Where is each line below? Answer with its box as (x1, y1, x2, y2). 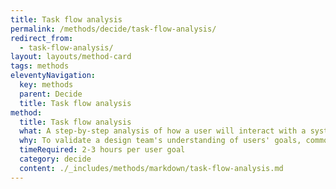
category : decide (19, 154, 92, 164)
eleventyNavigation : (10, 71, 97, 81)
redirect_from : (10, 33, 74, 43)
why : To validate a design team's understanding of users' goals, (19, 136, 302, 146)
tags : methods (10, 61, 70, 71)
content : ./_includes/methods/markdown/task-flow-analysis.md (19, 163, 284, 173)
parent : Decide (19, 89, 83, 99)
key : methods (19, 80, 74, 90)
